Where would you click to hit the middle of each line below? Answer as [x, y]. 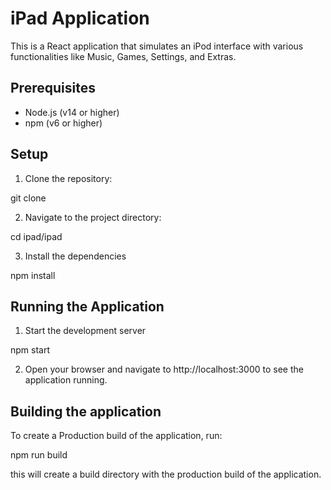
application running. [66, 380]
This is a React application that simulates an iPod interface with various [157, 46]
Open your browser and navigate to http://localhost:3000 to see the [164, 369]
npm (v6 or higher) [63, 123]
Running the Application [87, 306]
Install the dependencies [75, 256]
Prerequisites [53, 88]
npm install [33, 275]
